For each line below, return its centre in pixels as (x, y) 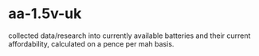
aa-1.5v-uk (45, 14)
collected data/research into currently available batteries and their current (129, 35)
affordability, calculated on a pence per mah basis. (91, 43)
